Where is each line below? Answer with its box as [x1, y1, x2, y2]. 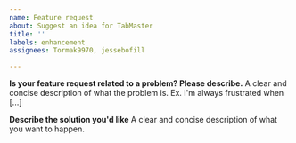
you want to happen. [9, 123, 85, 134]
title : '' [9, 29, 46, 38]
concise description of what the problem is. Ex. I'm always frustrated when [9, 88, 284, 99]
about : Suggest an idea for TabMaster [9, 21, 153, 30]
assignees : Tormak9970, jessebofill [9, 46, 145, 55]
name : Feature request [9, 12, 94, 22]
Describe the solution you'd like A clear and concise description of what [9, 115, 278, 125]
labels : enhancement [9, 37, 86, 47]
